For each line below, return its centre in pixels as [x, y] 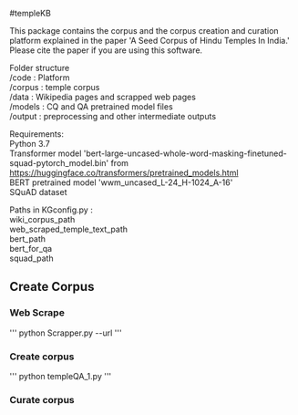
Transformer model [46, 153]
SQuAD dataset [38, 192]
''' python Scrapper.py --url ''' [66, 333]
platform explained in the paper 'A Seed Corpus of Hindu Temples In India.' [149, 41]
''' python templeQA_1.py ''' [61, 376]
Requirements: [36, 134]
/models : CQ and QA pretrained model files [91, 107]
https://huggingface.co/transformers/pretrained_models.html [124, 173]
